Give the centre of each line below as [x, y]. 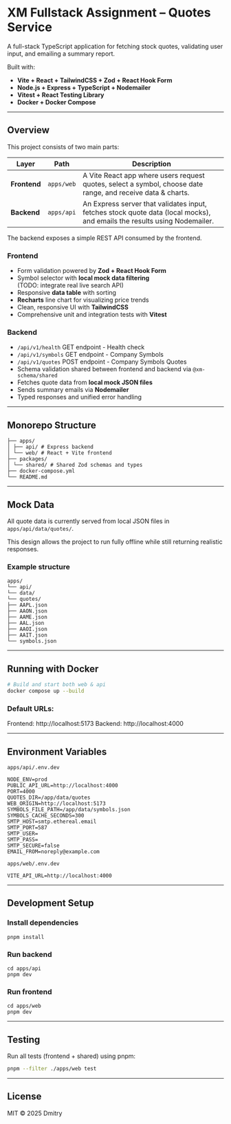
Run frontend [30, 991]
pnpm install [26, 937]
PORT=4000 [21, 791]
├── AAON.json [27, 611]
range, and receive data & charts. [136, 192]
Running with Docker [53, 669]
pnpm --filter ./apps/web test [52, 1069]
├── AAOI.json [27, 629]
